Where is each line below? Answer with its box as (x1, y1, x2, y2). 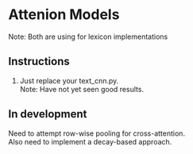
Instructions (8, 55, 70, 68)
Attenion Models (8, 6, 120, 24)
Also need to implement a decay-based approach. (8, 137, 172, 146)
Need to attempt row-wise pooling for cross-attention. (8, 129, 185, 138)
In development (8, 107, 87, 121)
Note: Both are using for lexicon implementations (8, 32, 168, 41)
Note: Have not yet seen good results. (19, 84, 145, 94)
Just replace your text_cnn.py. (19, 75, 119, 85)
